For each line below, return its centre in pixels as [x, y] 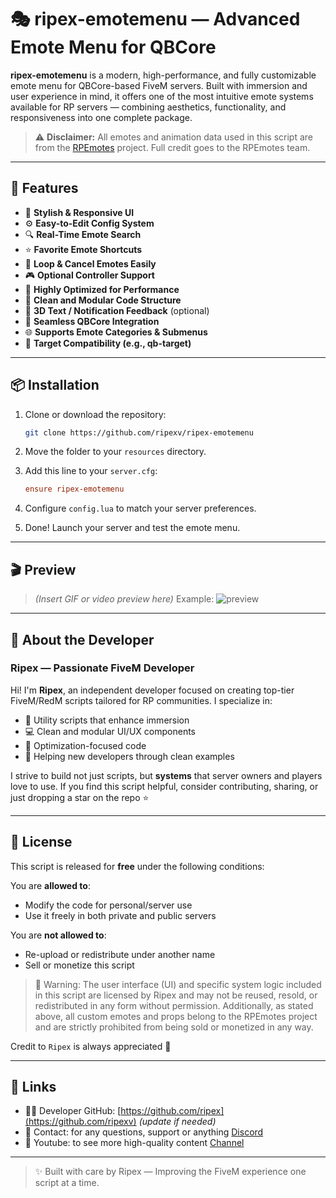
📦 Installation [55, 385]
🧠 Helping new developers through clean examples [129, 756]
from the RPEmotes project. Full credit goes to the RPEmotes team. [172, 147]
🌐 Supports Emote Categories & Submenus [116, 332]
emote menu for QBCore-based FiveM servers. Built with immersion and [159, 85]
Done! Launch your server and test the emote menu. [132, 528]
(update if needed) [177, 1122]
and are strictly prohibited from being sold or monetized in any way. [174, 1027]
